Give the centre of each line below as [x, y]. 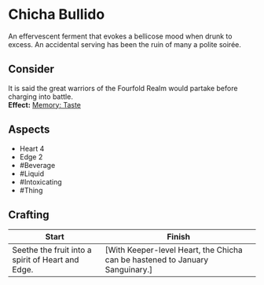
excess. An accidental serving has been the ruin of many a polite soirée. [125, 44]
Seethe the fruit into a [52, 250]
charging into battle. [40, 97]
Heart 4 [32, 148]
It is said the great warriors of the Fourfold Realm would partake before [123, 88]
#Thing [31, 190]
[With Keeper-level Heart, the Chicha [174, 250]
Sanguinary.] [129, 270]
